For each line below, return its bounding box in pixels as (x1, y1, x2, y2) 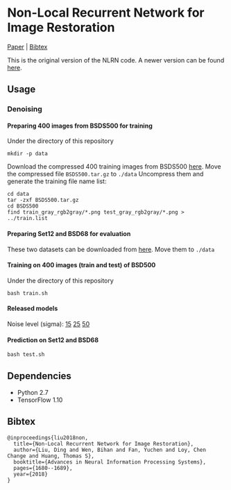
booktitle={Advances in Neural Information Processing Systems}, (13, 458, 207, 466)
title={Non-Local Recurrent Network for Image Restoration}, (13, 440, 194, 447)
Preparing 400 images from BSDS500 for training (7, 121, 153, 130)
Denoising (7, 104, 43, 114)
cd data (7, 191, 30, 198)
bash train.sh (7, 289, 49, 296)
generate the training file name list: (7, 177, 107, 185)
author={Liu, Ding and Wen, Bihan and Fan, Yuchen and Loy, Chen (13, 446, 207, 453)
